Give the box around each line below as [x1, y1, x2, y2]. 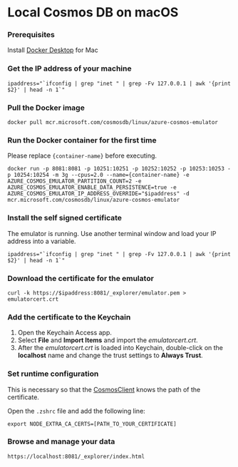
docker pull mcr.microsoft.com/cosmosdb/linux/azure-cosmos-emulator [7, 119, 219, 126]
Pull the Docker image [7, 103, 86, 113]
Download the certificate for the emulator [7, 273, 155, 283]
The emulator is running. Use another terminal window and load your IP [7, 229, 217, 237]
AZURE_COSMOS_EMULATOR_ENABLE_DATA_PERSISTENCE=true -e [7, 184, 177, 191]
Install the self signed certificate [7, 213, 123, 223]
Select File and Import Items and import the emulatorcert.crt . [17, 336, 198, 344]
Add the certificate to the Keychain [7, 312, 131, 322]
